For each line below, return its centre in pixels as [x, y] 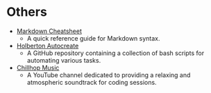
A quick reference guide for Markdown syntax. [93, 38]
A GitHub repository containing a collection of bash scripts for [116, 53]
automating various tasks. [64, 60]
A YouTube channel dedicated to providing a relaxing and [109, 75]
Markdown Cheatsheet [49, 31]
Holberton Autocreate [48, 45]
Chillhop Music [38, 68]
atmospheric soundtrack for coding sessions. [92, 82]
